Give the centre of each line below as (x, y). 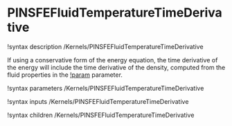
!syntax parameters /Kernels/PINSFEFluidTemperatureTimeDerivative (106, 88)
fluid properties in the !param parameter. (65, 75)
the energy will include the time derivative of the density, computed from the (116, 67)
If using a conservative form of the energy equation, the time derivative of (113, 60)
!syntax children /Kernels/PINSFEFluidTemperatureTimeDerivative (101, 115)
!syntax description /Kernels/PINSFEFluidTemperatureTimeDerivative (105, 46)
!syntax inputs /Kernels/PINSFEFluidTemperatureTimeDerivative (98, 101)
